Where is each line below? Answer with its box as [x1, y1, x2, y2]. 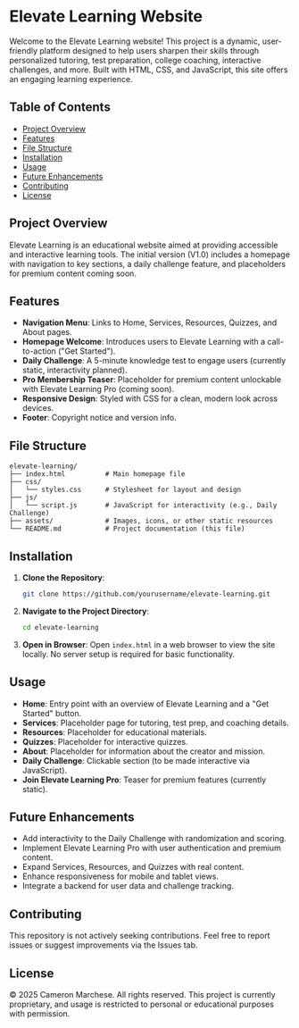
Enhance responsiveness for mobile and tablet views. [21, 871, 219, 882]
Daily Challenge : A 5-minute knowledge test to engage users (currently [21, 355, 287, 366]
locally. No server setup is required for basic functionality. [21, 648, 236, 659]
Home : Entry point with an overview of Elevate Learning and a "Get [21, 698, 270, 709]
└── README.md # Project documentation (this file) [9, 524, 245, 533]
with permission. [9, 1008, 71, 1019]
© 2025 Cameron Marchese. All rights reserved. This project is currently [9, 990, 276, 999]
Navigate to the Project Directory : [21, 606, 150, 616]
